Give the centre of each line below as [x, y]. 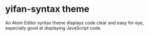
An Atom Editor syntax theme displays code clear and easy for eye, [74, 23]
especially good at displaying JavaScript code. [53, 28]
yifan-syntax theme [47, 9]
